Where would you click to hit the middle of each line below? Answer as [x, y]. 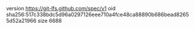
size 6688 [49, 21]
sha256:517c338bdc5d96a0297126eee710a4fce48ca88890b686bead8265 [98, 14]
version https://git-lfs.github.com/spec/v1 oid [61, 8]
